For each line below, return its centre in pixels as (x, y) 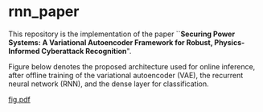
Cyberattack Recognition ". (86, 51)
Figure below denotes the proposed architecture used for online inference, (132, 66)
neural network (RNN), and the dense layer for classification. (109, 84)
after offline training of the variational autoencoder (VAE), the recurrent (126, 75)
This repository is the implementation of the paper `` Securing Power (122, 34)
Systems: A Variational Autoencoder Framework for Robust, (111, 42)
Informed (24, 51)
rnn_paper (44, 12)
